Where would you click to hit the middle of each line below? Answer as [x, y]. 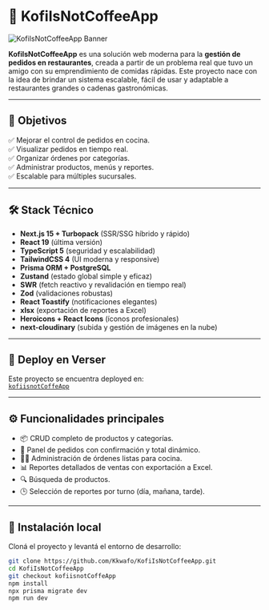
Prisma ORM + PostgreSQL [65, 267]
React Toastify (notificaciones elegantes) [88, 301]
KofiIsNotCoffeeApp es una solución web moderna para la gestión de [124, 54]
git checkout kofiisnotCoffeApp [62, 576]
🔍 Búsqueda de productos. [65, 480]
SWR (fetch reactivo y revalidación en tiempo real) [103, 284]
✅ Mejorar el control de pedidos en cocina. [79, 140]
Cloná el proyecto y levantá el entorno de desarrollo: [95, 546]
